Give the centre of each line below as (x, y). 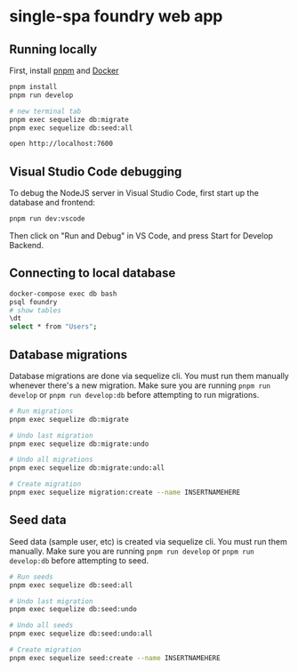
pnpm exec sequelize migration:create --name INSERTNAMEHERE (125, 493)
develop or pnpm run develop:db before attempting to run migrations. (134, 394)
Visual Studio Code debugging (96, 171)
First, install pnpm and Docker (64, 70)
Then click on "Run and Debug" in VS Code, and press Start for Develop (141, 235)
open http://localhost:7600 (61, 144)
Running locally (53, 49)
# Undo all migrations (51, 460)
